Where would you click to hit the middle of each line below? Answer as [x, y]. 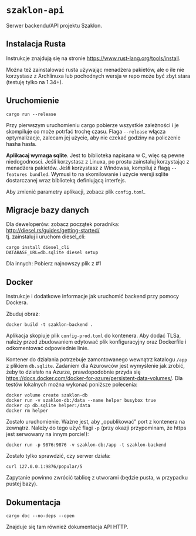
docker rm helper [27, 411]
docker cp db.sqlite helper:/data [48, 406]
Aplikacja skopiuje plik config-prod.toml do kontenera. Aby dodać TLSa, [94, 336]
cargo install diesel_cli [38, 248]
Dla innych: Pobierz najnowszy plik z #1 [54, 264]
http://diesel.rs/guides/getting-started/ [53, 231]
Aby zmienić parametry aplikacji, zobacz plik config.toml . [76, 192]
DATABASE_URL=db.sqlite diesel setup [52, 253]
